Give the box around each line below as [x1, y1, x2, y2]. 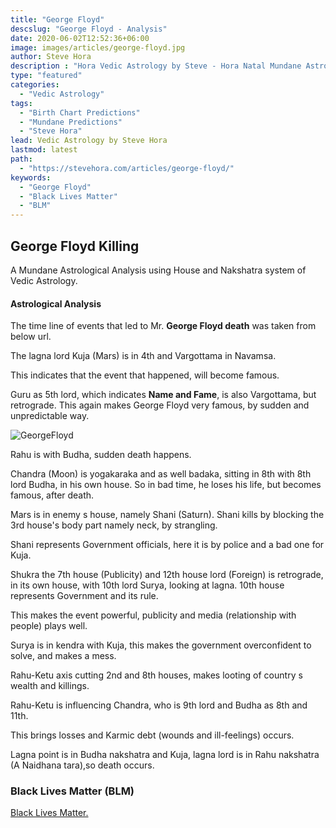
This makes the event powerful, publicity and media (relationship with [10, 609, 297, 621]
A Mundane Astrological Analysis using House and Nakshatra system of [10, 264, 307, 276]
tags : [10, 98, 33, 108]
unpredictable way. [10, 410, 90, 422]
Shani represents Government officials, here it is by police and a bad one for [10, 539, 325, 551]
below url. [10, 331, 52, 343]
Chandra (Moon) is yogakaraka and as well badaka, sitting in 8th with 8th [10, 468, 312, 480]
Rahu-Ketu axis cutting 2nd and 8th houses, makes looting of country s [10, 669, 303, 681]
